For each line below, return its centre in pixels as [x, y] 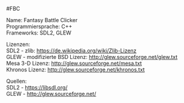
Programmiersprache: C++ [39, 26]
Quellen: [16, 81]
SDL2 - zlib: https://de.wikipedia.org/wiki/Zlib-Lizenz [71, 51]
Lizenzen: [18, 44]
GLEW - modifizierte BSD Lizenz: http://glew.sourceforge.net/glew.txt [92, 57]
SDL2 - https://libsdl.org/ [37, 88]
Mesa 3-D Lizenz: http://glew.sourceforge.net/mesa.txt [74, 63]
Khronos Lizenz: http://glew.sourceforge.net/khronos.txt [76, 70]
